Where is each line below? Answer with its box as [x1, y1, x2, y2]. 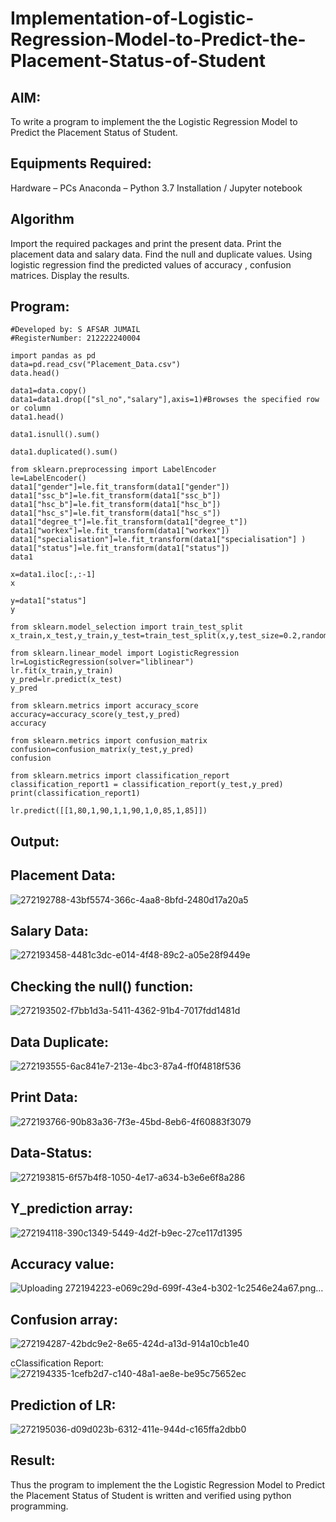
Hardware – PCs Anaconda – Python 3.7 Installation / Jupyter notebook [10, 182, 303, 194]
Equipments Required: [10, 155, 152, 172]
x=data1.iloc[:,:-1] [10, 570, 97, 580]
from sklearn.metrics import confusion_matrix [10, 736, 208, 746]
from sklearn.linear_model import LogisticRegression [10, 648, 240, 659]
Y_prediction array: [10, 1200, 134, 1217]
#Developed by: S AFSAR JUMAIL [10, 325, 141, 335]
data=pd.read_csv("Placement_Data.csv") [10, 360, 182, 370]
